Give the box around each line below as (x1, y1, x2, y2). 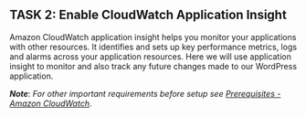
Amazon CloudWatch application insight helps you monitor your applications (9, 31, 297, 42)
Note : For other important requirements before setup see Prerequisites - (9, 88, 281, 99)
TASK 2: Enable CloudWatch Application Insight (9, 7, 288, 23)
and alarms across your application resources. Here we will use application (9, 50, 292, 62)
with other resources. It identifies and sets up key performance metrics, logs (9, 41, 298, 52)
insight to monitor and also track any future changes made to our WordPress (9, 60, 298, 71)
